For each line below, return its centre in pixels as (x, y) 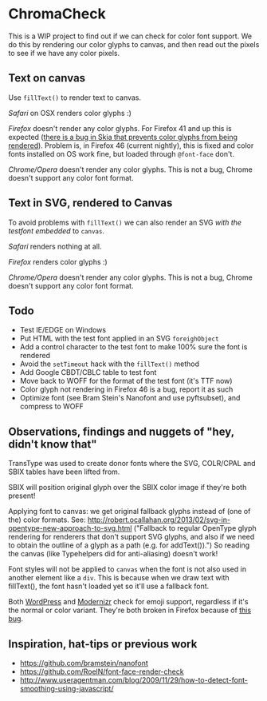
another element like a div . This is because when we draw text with (119, 578)
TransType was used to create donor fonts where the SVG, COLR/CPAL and (132, 464)
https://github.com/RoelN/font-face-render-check (102, 671)
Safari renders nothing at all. (55, 246)
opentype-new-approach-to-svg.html (70, 528)
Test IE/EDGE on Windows (63, 330)
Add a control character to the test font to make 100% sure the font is (133, 347)
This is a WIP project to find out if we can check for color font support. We (130, 36)
